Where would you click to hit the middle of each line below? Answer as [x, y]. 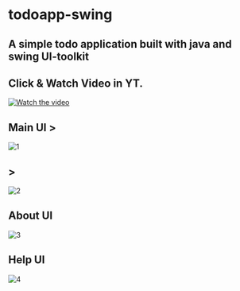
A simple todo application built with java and [120, 44]
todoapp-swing [60, 15]
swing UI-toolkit [49, 56]
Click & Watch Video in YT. [75, 83]
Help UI [27, 260]
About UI [31, 216]
